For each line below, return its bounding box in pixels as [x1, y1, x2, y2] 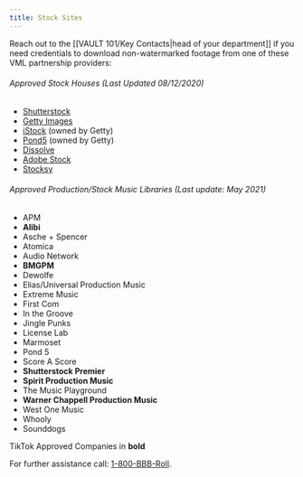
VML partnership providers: [9, 57, 112, 68]
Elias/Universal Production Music [22, 279, 147, 290]
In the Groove [22, 308, 74, 319]
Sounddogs [22, 424, 66, 435]
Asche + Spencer [22, 231, 88, 242]
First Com [22, 299, 60, 310]
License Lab [22, 327, 69, 339]
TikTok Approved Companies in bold [9, 441, 146, 452]
